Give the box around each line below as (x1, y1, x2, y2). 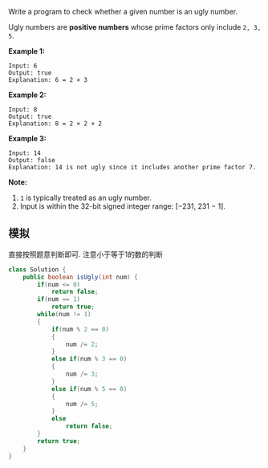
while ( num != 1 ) (37, 311, 91, 319)
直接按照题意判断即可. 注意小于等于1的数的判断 (8, 249, 163, 259)
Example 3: (8, 134, 47, 143)
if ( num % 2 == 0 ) (51, 325, 110, 333)
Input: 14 (8, 149, 42, 157)
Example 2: (8, 90, 47, 100)
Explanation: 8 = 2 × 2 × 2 (8, 120, 103, 128)
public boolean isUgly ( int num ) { (22, 273, 138, 281)
